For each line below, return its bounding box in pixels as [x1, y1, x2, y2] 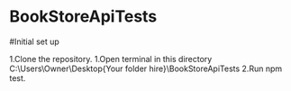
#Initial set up [9, 36, 60, 47]
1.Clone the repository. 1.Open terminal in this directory [9, 53, 213, 64]
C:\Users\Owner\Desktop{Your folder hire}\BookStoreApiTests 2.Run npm [9, 63, 282, 74]
